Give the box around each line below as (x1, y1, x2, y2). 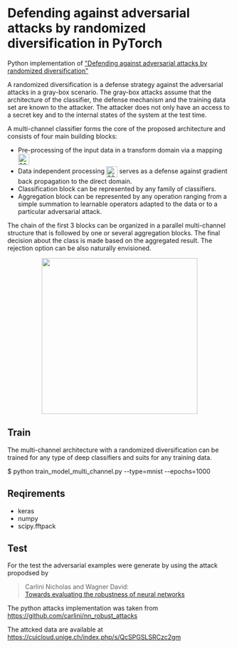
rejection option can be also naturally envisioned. (7, 244, 152, 252)
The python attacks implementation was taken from (7, 604, 159, 612)
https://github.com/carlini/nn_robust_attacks (7, 612, 137, 620)
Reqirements (7, 488, 65, 500)
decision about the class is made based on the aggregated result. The (7, 236, 213, 245)
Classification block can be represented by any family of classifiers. (17, 184, 217, 193)
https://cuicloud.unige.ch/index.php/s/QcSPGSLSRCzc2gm (7, 633, 181, 642)
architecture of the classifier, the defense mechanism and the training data (7, 95, 226, 104)
